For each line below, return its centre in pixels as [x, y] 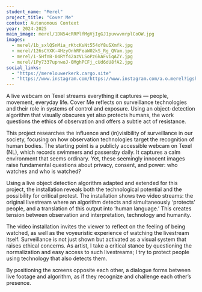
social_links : [24, 68]
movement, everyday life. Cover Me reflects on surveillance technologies [97, 102]
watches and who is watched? [44, 171]
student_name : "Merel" [35, 12]
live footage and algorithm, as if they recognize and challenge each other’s [99, 276]
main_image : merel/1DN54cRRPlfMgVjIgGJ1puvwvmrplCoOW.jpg [80, 34]
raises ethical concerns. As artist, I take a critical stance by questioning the [99, 246]
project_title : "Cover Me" [40, 17]
